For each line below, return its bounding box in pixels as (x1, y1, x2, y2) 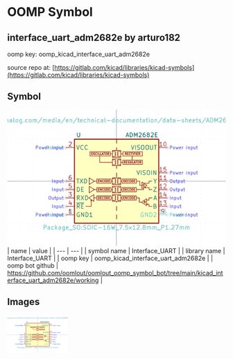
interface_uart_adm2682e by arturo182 (7, 32, 181, 44)
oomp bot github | (7, 261, 59, 270)
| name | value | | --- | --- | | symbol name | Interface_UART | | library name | (7, 246, 225, 255)
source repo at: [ (7, 64, 55, 71)
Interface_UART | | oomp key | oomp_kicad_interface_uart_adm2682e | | (7, 254, 214, 262)
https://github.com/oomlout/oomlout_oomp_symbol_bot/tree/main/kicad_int (7, 268, 223, 277)
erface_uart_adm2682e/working (7, 276, 99, 284)
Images (7, 296, 40, 308)
